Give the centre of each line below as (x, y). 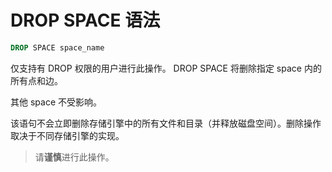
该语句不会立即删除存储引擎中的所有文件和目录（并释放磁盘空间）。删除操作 (166, 123)
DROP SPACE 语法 (85, 20)
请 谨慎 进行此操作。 (74, 157)
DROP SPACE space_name (57, 47)
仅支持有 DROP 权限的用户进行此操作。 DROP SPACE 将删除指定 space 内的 (166, 68)
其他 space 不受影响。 (56, 102)
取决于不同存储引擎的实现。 (67, 135)
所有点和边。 (36, 80)
